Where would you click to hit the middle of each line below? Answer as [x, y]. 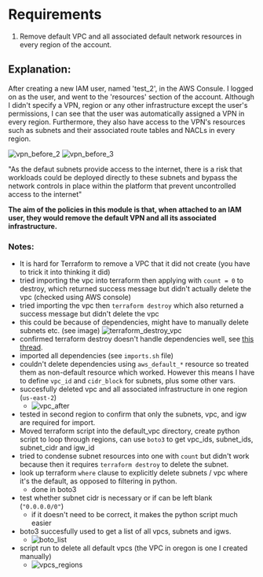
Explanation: [40, 70]
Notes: [21, 246]
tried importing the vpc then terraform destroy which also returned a [131, 305]
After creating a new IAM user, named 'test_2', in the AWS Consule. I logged [131, 88]
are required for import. [57, 423]
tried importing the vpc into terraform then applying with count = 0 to [131, 280]
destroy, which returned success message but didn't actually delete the [135, 289]
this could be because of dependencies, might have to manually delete [134, 322]
